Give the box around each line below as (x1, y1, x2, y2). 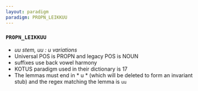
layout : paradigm (5, 8, 49, 15)
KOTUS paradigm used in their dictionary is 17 (14, 65, 128, 72)
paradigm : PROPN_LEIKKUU (5, 14, 68, 20)
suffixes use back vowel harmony (14, 59, 98, 66)
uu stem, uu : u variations (14, 46, 77, 53)
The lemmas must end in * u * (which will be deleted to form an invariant (14, 71, 193, 78)
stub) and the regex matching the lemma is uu (14, 78, 127, 85)
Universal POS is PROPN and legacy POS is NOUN (14, 52, 139, 60)
